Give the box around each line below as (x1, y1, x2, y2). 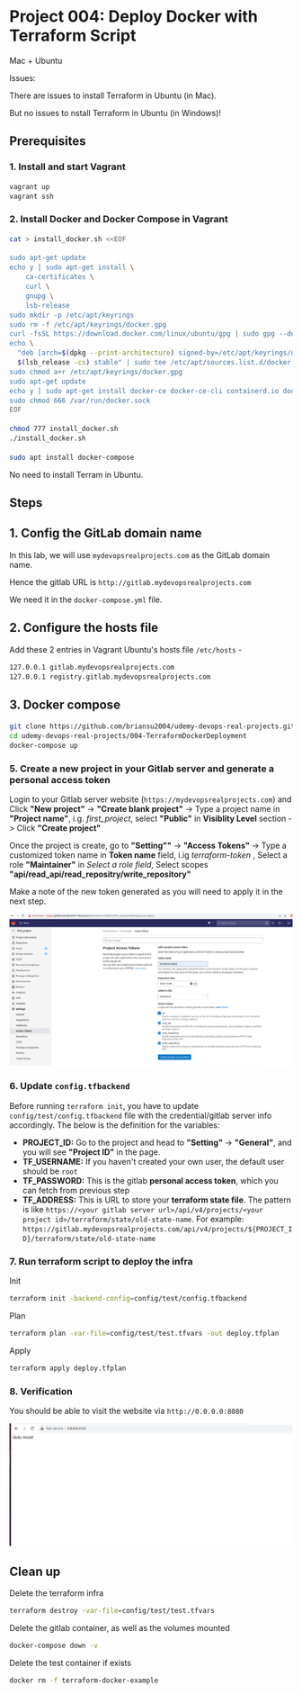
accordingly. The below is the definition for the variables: (9, 1119, 220, 1131)
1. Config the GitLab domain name (9, 526, 202, 541)
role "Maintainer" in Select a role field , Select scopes (9, 860, 209, 870)
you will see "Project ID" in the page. (22, 1146, 161, 1158)
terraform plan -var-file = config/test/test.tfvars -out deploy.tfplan (9, 1329, 280, 1338)
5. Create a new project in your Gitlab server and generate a (9, 762, 275, 775)
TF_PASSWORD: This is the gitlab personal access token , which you (22, 1175, 279, 1185)
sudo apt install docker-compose (9, 453, 135, 462)
